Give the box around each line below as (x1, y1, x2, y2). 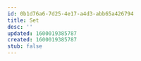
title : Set (7, 17, 39, 24)
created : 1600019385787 (7, 36, 78, 43)
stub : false (7, 43, 42, 50)
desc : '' (7, 23, 33, 30)
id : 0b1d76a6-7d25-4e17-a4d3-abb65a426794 (7, 10, 134, 18)
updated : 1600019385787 (7, 29, 78, 37)
